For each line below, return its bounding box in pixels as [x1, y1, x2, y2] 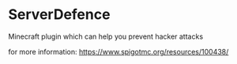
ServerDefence [8, 6, 111, 24]
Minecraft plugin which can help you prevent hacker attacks [8, 32, 204, 41]
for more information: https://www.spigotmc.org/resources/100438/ [8, 47, 229, 56]
